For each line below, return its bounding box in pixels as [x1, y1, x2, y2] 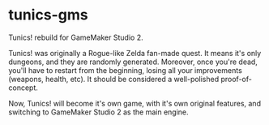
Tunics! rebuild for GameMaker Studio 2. [8, 32, 143, 42]
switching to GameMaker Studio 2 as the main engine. [8, 107, 189, 117]
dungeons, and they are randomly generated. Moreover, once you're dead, [8, 57, 258, 67]
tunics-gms [8, 6, 88, 24]
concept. [8, 83, 39, 93]
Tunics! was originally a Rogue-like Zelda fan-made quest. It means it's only [8, 48, 262, 58]
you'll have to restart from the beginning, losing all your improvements [8, 65, 243, 75]
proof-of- [220, 74, 253, 84]
